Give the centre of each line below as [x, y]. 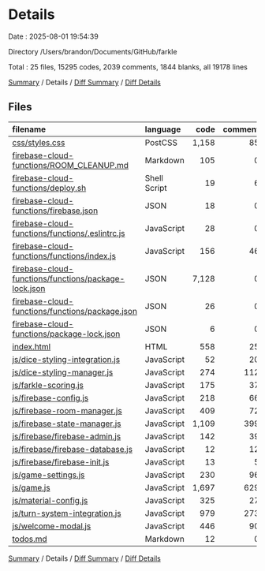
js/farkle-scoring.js [48, 385]
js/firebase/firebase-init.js [61, 461]
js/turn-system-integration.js [67, 513]
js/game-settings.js [49, 475]
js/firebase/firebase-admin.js [67, 436]
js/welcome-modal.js [52, 526]
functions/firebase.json [55, 211]
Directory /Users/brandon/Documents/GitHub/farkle [93, 51]
